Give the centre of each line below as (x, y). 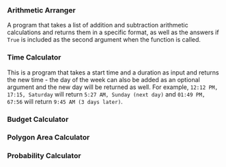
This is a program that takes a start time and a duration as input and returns (113, 72)
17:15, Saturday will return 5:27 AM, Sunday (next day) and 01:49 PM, (106, 94)
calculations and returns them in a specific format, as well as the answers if (113, 32)
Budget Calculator (38, 119)
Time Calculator (34, 57)
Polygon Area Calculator (48, 138)
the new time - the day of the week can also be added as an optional (103, 79)
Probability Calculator (44, 156)
